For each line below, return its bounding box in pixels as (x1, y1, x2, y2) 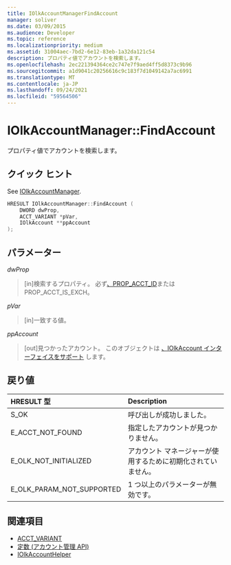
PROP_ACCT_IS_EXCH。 (23, 288, 94, 296)
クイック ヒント (7, 168, 73, 180)
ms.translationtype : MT (7, 74, 76, 81)
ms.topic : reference (7, 36, 67, 43)
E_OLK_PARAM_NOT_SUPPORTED (10, 484, 122, 494)
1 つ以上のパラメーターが (128, 479, 210, 489)
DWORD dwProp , (19, 207, 60, 214)
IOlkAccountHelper (16, 550, 71, 558)
